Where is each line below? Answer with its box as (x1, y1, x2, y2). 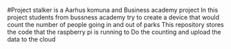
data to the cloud (7, 35, 56, 43)
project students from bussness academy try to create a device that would (7, 13, 220, 21)
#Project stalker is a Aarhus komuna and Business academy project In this (7, 6, 219, 14)
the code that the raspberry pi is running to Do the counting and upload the (7, 28, 221, 36)
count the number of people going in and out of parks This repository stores (7, 21, 224, 28)
